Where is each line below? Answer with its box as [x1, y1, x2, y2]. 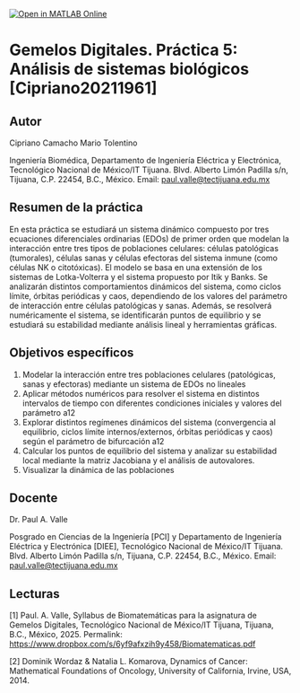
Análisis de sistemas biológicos [9, 59, 249, 80]
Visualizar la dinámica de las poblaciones [21, 464, 175, 475]
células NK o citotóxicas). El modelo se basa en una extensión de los [9, 261, 262, 273]
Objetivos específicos [9, 346, 134, 361]
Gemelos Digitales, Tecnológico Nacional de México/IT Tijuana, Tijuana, [9, 619, 275, 630]
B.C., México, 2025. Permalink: [9, 629, 123, 640]
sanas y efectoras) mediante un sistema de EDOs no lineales [21, 378, 246, 390]
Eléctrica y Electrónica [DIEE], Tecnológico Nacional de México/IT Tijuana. [9, 541, 284, 552]
